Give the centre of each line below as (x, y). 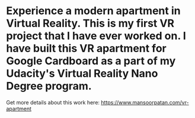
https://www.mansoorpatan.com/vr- (145, 102)
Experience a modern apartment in (93, 11)
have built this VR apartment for (87, 49)
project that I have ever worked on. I (96, 36)
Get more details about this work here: (53, 102)
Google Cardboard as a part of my (91, 61)
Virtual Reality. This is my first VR (90, 23)
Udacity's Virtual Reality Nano (82, 73)
